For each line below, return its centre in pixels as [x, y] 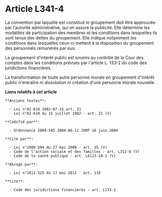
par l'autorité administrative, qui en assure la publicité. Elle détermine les [78, 27]
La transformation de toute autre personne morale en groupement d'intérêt [80, 77]
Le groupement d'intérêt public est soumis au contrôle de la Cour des [74, 57]
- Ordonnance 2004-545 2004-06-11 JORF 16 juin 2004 [64, 130]
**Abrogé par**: [21, 164]
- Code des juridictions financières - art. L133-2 [63, 190]
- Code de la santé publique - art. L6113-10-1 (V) [63, 156]
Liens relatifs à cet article [31, 92]
